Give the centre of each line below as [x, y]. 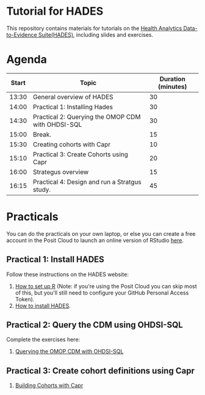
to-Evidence [22, 34]
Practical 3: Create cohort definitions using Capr [101, 371]
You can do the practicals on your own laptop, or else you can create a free [101, 233]
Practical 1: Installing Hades [73, 107]
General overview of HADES [73, 97]
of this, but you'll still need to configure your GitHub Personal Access [102, 293]
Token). [25, 299]
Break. [42, 134]
